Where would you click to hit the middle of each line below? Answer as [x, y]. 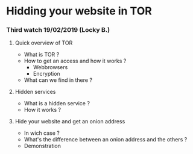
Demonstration [43, 146]
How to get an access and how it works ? [75, 61]
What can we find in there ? [58, 80]
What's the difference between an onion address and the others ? [106, 140]
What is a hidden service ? [57, 103]
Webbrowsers [50, 67]
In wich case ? [42, 133]
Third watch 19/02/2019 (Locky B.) [58, 30]
